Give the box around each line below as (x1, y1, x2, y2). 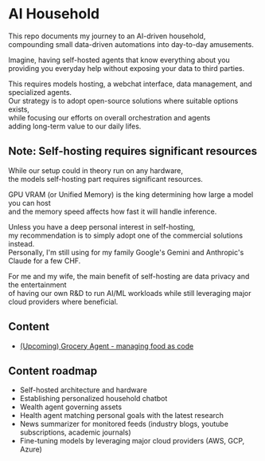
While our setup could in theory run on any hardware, (8, 165, 184, 175)
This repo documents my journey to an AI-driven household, (8, 31, 206, 41)
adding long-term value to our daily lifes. (8, 121, 142, 131)
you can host (8, 198, 52, 207)
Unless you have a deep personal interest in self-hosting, (8, 222, 196, 231)
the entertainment (8, 280, 67, 290)
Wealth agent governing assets (19, 402, 122, 412)
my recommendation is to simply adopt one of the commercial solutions (8, 230, 244, 240)
